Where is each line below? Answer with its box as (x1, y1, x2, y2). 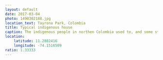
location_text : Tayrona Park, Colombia (5, 20, 86, 26)
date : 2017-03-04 (5, 12, 40, 16)
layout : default (5, 7, 38, 12)
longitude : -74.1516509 (14, 43, 62, 48)
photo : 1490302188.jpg (5, 16, 51, 21)
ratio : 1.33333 (5, 47, 36, 52)
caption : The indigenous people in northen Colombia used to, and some (5, 30, 153, 34)
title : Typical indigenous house (5, 25, 73, 30)
